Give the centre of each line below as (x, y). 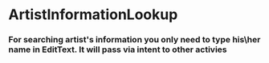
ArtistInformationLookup (93, 15)
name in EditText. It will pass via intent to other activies (118, 49)
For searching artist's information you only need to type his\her (134, 40)
